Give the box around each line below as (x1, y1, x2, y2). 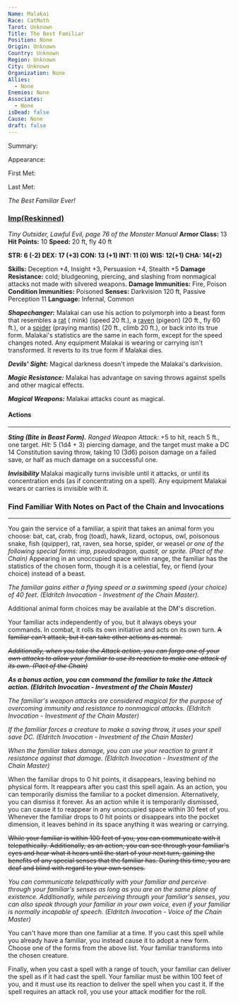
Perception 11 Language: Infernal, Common (8, 295, 134, 303)
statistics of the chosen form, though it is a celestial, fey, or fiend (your (8, 562, 214, 571)
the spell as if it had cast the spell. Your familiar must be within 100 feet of (8, 973, 223, 981)
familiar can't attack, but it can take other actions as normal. (8, 633, 183, 641)
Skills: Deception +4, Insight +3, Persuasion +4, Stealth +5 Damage (8, 264, 206, 273)
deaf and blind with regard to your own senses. (8, 864, 145, 872)
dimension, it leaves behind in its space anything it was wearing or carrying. (8, 820, 229, 829)
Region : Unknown (8, 57, 56, 64)
